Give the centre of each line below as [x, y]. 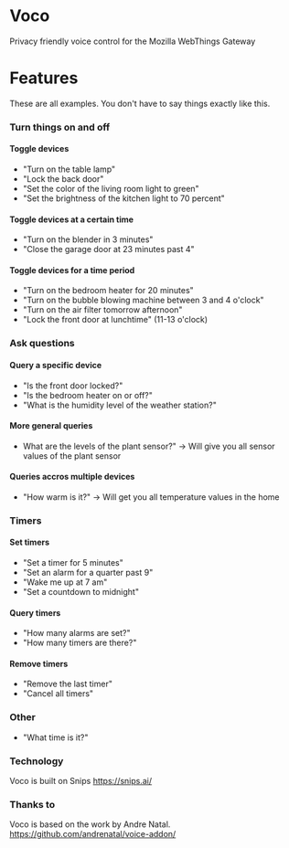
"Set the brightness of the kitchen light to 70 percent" [124, 198]
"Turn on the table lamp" [69, 169]
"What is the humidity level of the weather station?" [119, 405]
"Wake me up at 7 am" [65, 582]
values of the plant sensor [72, 456]
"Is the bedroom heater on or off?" [88, 395]
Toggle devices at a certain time [72, 219]
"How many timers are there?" [80, 643]
